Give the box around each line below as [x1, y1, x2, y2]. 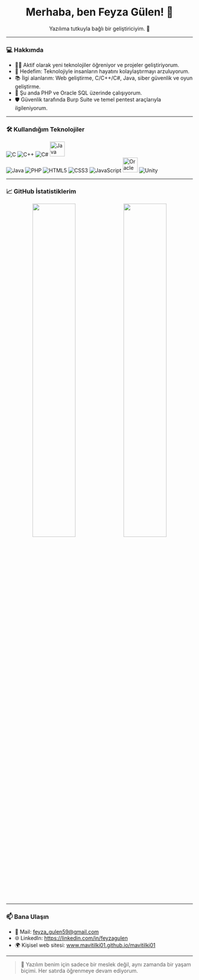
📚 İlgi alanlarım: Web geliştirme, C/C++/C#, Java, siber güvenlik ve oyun [14, 74, 193, 82]
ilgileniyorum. [14, 105, 48, 112]
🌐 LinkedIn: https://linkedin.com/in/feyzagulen [14, 935, 129, 942]
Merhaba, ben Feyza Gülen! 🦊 [25, 5, 174, 19]
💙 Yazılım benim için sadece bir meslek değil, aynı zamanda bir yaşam [20, 961, 191, 968]
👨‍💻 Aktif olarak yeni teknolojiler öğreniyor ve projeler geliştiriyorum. [14, 62, 179, 69]
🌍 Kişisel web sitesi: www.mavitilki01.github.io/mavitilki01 [14, 941, 156, 949]
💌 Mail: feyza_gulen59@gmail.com [14, 928, 99, 935]
